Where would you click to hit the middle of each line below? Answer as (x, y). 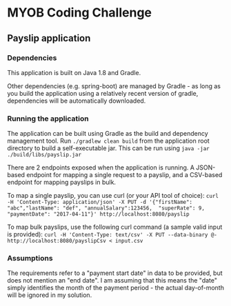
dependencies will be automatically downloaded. (77, 101)
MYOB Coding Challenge (80, 13)
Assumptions (30, 258)
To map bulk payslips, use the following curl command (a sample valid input (115, 227)
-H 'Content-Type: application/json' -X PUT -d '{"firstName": (100, 202)
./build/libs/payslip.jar (44, 155)
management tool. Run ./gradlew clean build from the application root (109, 141)
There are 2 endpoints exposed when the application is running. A (101, 167)
